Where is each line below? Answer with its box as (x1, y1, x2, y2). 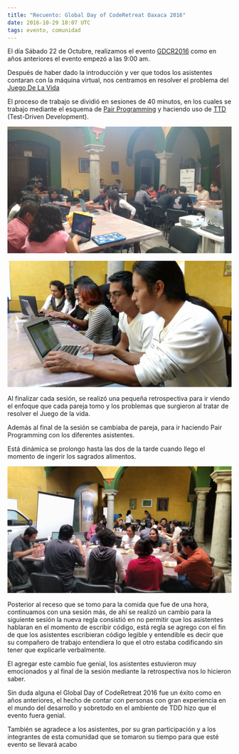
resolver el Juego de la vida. (7, 409, 90, 418)
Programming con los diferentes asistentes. (7, 431, 135, 439)
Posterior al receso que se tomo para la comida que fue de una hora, (7, 600, 209, 608)
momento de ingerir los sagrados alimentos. (7, 452, 137, 461)
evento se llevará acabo (7, 740, 78, 748)
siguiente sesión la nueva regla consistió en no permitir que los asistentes (7, 615, 224, 623)
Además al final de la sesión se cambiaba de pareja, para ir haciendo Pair (7, 423, 223, 432)
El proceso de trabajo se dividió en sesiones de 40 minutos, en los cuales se (7, 97, 232, 106)
